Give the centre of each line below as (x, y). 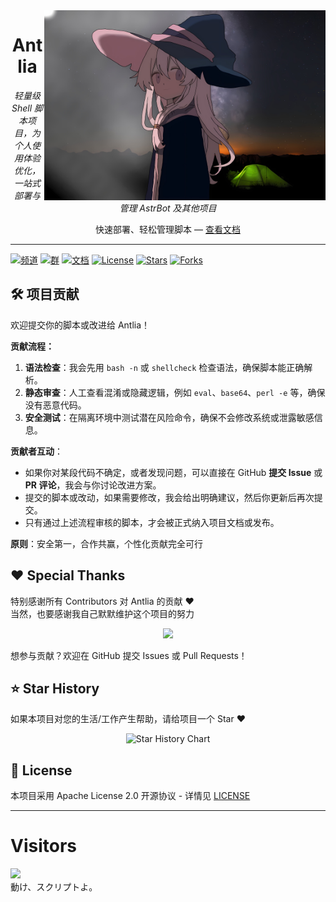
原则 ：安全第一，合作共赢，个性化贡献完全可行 (106, 543)
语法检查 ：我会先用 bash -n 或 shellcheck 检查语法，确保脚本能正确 (164, 367)
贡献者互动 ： (36, 451)
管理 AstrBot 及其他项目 (168, 208)
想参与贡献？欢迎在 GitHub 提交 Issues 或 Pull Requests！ (129, 655)
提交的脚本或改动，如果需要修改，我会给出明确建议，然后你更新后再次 (169, 497)
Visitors (43, 846)
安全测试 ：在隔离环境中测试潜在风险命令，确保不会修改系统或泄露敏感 (169, 417)
